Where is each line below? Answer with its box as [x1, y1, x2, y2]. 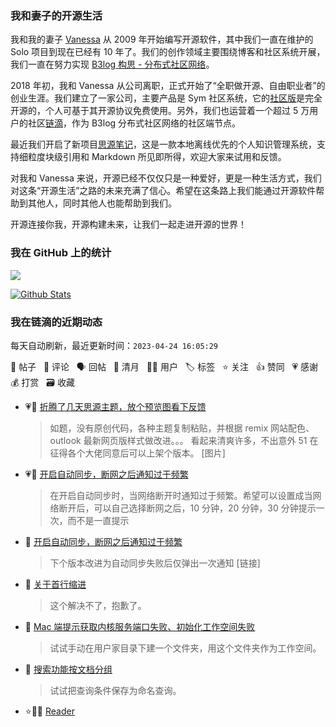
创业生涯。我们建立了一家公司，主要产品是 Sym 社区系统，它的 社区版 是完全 [10, 92, 323, 104]
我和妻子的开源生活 [10, 8, 103, 22]
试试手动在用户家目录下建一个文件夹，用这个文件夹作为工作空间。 [49, 642, 322, 654]
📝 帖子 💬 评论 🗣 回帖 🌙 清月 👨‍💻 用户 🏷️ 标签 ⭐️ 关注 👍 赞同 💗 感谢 [10, 360, 319, 372]
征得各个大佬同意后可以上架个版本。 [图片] [49, 447, 226, 459]
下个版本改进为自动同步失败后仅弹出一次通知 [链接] [49, 557, 261, 569]
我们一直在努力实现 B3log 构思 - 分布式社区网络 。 [10, 58, 215, 71]
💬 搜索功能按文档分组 [24, 663, 113, 675]
